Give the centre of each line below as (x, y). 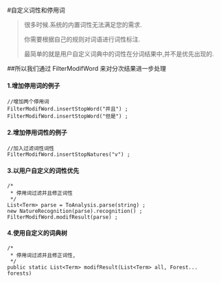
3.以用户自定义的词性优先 (43, 171)
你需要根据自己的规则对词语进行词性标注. (82, 39)
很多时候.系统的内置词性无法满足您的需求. (83, 25)
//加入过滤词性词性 (31, 149)
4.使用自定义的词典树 (37, 233)
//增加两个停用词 (28, 102)
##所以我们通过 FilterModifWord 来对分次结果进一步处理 (87, 68)
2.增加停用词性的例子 (37, 132)
